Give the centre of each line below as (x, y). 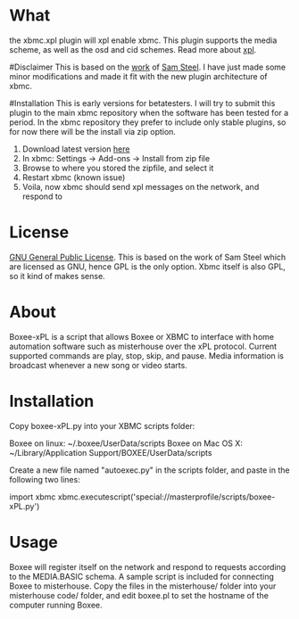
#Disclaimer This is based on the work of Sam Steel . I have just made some (148, 67)
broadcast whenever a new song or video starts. (98, 365)
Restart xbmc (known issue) (74, 177)
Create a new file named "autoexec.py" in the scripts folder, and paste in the (149, 470)
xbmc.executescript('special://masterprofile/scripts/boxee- (166, 497)
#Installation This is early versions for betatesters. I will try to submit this (142, 103)
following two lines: (45, 479)
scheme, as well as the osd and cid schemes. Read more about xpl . (133, 49)
